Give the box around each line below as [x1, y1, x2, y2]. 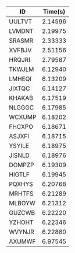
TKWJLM [9, 65, 34, 73]
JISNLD [9, 151, 30, 159]
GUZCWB [9, 209, 35, 217]
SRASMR [9, 36, 34, 45]
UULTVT [9, 18, 33, 25]
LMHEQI [9, 75, 32, 83]
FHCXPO [9, 123, 34, 131]
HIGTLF [9, 171, 30, 178]
